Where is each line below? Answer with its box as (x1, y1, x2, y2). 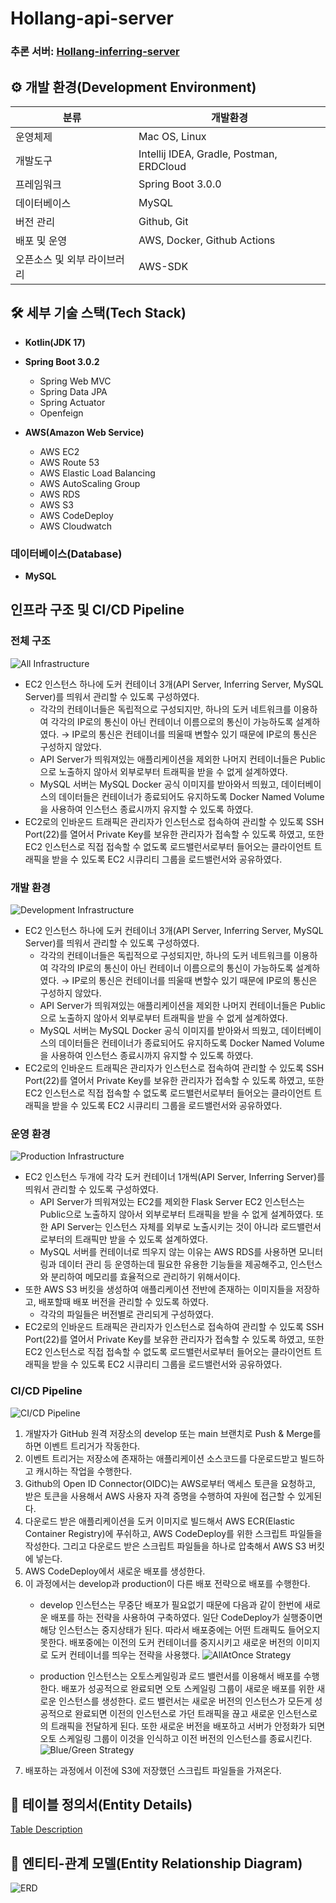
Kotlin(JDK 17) (24, 336, 86, 348)
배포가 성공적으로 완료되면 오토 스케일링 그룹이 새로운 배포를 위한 (61, 1682, 315, 1694)
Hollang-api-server (10, 7, 174, 30)
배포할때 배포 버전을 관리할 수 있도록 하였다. (38, 1296, 210, 1308)
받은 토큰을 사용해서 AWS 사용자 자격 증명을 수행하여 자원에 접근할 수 (24, 1490, 296, 1502)
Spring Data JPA (39, 385, 108, 397)
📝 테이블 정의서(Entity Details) (10, 1797, 193, 1813)
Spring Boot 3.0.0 (138, 177, 222, 191)
